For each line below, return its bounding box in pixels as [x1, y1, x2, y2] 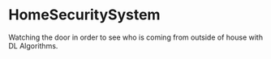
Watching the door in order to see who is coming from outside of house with [8, 32, 264, 42]
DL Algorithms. [8, 40, 58, 50]
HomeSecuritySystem [8, 6, 161, 24]
